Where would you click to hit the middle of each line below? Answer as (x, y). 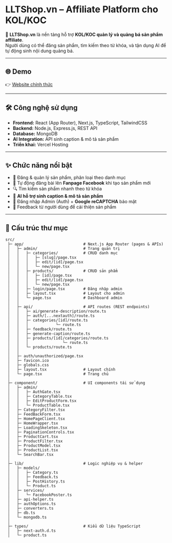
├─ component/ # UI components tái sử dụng (76, 383)
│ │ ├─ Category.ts (33, 473)
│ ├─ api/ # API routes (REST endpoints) (79, 307)
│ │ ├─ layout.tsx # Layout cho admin (66, 294)
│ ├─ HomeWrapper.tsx (33, 423)
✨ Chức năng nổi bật (39, 165)
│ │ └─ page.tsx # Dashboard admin (65, 298)
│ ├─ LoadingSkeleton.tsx (37, 428)
